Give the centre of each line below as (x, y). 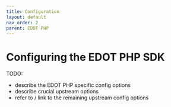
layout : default (26, 17)
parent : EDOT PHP (28, 28)
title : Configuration (33, 12)
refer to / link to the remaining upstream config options (82, 98)
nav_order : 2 (22, 22)
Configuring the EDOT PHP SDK (85, 57)
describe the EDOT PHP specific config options (73, 85)
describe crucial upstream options (57, 92)
